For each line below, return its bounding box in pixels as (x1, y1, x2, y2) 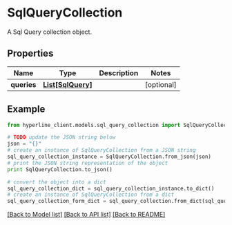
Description (99, 68, 139, 77)
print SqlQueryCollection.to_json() (7, 166, 113, 173)
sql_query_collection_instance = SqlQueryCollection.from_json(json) (7, 153, 212, 160)
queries (10, 79, 37, 89)
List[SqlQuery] (43, 79, 93, 89)
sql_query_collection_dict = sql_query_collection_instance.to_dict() (7, 185, 215, 192)
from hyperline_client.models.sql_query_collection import (7, 121, 181, 128)
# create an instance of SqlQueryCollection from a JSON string (7, 147, 196, 154)
